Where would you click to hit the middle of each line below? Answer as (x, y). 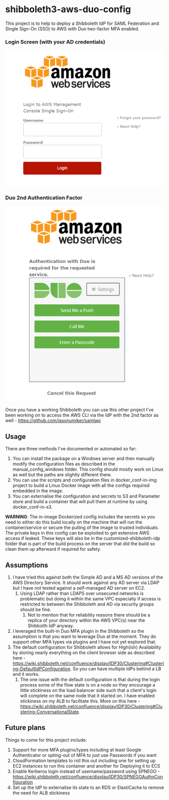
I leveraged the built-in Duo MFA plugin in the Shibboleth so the (78, 631)
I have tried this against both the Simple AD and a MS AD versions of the (88, 577)
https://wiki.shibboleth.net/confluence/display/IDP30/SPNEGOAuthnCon (88, 777)
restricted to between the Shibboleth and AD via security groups (87, 604)
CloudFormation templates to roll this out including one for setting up (84, 760)
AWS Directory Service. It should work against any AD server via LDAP (86, 582)
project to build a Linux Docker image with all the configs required (81, 485)
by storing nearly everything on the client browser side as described (83, 653)
